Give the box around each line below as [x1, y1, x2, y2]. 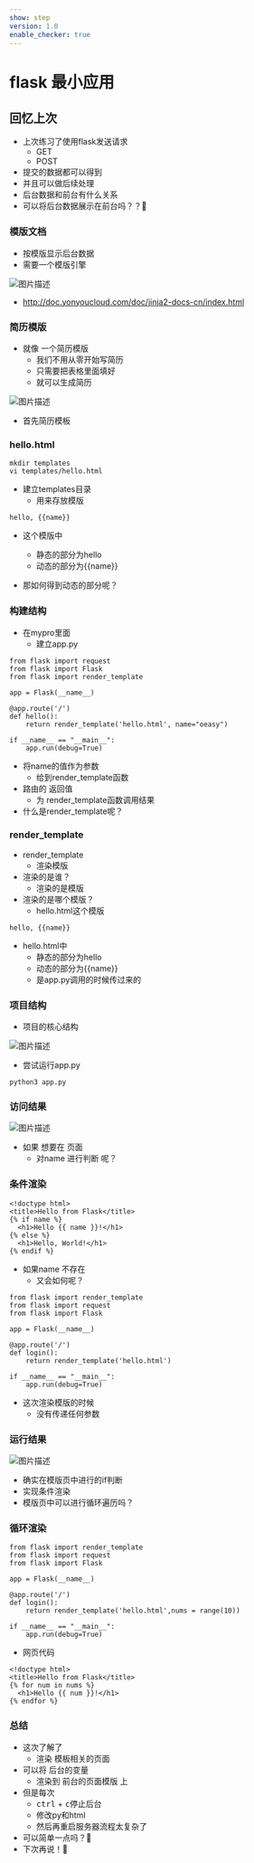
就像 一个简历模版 [22, 343, 89, 354]
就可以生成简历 [35, 376, 92, 387]
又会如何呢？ [35, 1274, 84, 1285]
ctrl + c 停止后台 [35, 1798, 102, 1809]
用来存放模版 [35, 495, 84, 506]
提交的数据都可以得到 [22, 166, 102, 177]
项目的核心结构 [22, 1021, 79, 1032]
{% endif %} [9, 1246, 54, 1255]
